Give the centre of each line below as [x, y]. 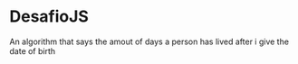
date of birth [33, 50]
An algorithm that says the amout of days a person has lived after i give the [149, 41]
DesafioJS [49, 17]
